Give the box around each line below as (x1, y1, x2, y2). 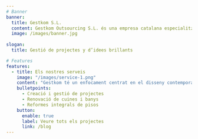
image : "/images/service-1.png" (16, 75, 96, 80)
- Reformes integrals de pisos (21, 102, 99, 108)
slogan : (6, 42, 25, 48)
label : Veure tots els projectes (21, 118, 104, 124)
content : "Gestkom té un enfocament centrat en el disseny (16, 80, 165, 86)
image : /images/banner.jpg (11, 31, 78, 37)
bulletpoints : (16, 85, 51, 92)
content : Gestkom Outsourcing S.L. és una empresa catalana (11, 25, 162, 31)
